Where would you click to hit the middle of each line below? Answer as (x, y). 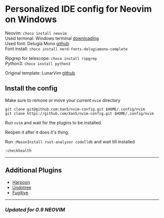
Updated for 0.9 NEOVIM (35, 210)
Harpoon (21, 182)
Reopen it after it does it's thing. (37, 132)
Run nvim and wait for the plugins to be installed (53, 123)
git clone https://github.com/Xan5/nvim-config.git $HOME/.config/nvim (79, 113)
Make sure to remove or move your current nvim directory (63, 100)
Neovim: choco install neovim (36, 33)
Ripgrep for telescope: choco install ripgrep (51, 58)
